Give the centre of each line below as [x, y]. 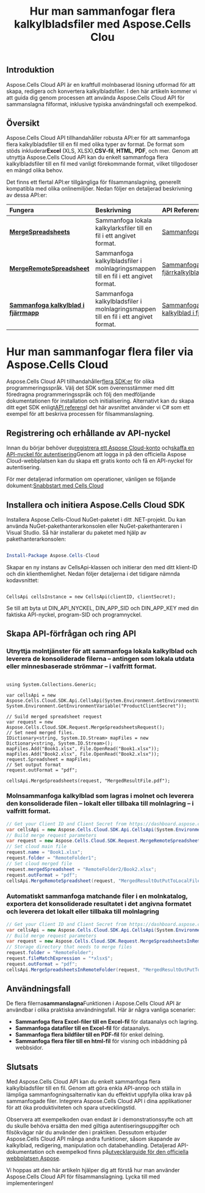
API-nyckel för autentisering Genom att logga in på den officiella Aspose [96, 454]
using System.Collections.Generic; [52, 684]
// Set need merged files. [41, 732]
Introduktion [31, 70]
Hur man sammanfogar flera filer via [100, 352]
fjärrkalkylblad [182, 272]
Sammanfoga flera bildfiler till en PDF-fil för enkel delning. [90, 1035]
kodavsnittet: [23, 580]
